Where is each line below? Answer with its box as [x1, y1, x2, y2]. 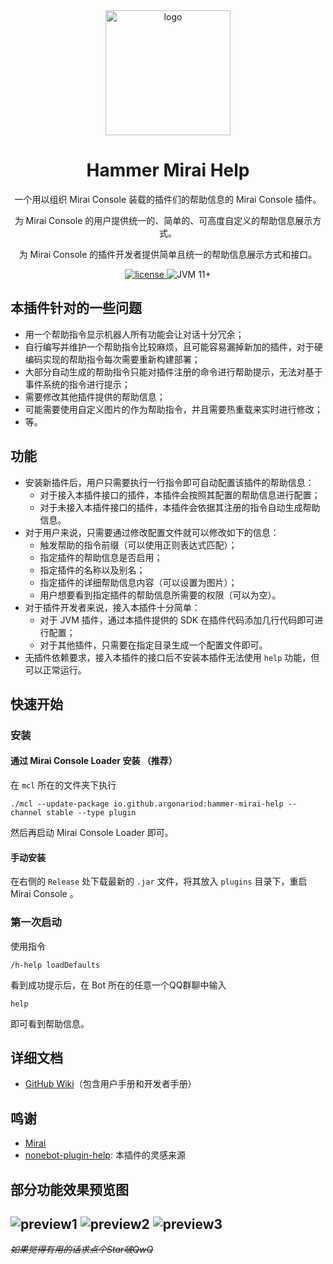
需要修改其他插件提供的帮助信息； [24, 390, 166, 403]
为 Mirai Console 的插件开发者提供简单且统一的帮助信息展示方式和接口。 [18, 248, 318, 260]
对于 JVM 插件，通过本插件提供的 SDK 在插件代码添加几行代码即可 [39, 614, 315, 626]
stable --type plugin [46, 808, 137, 818]
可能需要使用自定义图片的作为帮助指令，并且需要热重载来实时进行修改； [24, 403, 323, 415]
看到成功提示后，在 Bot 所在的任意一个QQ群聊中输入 [10, 979, 227, 991]
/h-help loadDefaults [10, 960, 101, 970]
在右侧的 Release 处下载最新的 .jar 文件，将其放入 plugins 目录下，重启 [10, 875, 308, 888]
